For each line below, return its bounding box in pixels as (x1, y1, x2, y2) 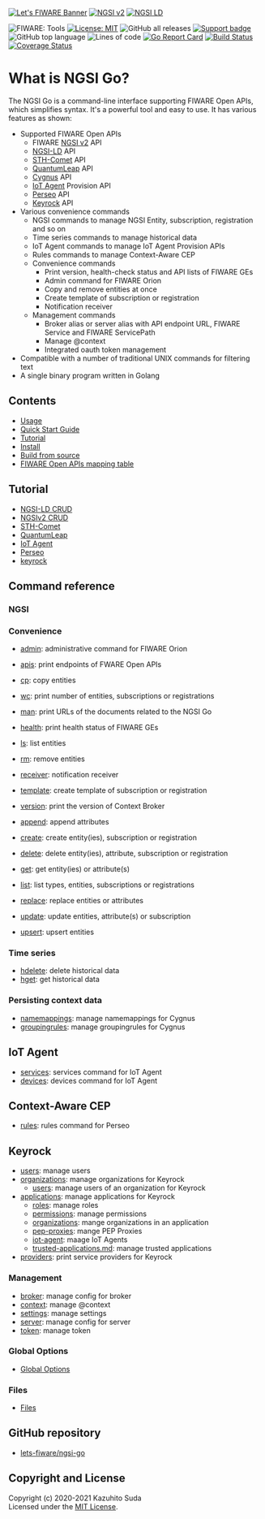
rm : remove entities (19, 754, 85, 764)
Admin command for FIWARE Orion (44, 275, 162, 285)
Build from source (19, 450, 80, 460)
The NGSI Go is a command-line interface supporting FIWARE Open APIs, (8, 96, 254, 106)
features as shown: (8, 113, 73, 123)
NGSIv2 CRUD (19, 513, 69, 522)
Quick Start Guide (19, 424, 80, 434)
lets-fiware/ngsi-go (19, 1448, 85, 1457)
